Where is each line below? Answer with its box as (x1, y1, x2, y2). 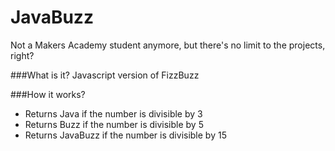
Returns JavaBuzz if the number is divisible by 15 (24, 129, 227, 141)
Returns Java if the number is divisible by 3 (24, 107, 203, 120)
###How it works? (10, 88, 86, 100)
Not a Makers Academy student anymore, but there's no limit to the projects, (10, 39, 326, 51)
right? (10, 49, 35, 61)
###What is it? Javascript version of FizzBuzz (10, 69, 200, 81)
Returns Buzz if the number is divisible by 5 (24, 118, 204, 130)
